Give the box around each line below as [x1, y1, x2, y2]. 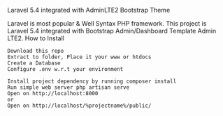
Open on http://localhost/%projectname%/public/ [7, 102, 152, 109]
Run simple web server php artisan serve [7, 84, 130, 91]
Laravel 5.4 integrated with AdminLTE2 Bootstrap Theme [7, 6, 171, 14]
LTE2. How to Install [7, 34, 64, 42]
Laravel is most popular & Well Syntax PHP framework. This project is [7, 19, 207, 27]
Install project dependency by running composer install [7, 78, 177, 85]
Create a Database [7, 60, 61, 67]
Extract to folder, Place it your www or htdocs [7, 53, 152, 60]
